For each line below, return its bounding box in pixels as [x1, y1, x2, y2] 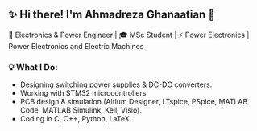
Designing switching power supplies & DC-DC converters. [19, 80, 213, 89]
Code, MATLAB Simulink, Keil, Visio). [19, 105, 143, 115]
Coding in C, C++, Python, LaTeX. [19, 114, 132, 124]
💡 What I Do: [8, 61, 58, 72]
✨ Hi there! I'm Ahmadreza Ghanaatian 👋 [8, 8, 216, 22]
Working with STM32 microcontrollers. [19, 88, 149, 98]
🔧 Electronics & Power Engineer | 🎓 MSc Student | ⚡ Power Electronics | [8, 30, 250, 39]
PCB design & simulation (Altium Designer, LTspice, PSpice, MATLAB [19, 97, 248, 107]
